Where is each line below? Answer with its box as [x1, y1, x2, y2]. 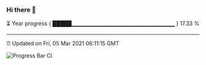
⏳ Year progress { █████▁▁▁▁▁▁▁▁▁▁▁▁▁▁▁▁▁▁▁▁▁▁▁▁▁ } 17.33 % [6, 20, 200, 27]
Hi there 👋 [6, 6, 37, 14]
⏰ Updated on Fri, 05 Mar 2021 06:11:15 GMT [6, 40, 120, 47]
